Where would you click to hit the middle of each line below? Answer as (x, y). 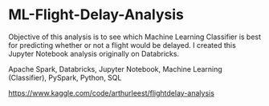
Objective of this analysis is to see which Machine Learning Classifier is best (135, 37)
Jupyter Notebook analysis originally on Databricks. (94, 53)
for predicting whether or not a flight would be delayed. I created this (122, 45)
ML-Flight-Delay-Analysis (96, 15)
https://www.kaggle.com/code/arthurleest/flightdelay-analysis (112, 92)
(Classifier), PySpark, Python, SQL (65, 77)
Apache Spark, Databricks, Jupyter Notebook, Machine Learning (115, 69)
